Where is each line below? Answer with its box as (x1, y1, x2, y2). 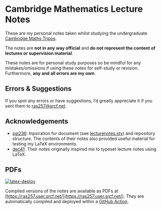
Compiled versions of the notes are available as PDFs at (5, 188, 119, 194)
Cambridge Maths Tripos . (5, 35, 57, 41)
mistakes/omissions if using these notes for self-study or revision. (5, 65, 139, 71)
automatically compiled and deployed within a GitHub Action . (5, 199, 129, 205)
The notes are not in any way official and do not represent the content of (5, 45, 156, 51)
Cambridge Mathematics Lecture (5, 3, 143, 15)
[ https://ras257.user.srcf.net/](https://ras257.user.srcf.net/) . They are (5, 193, 144, 199)
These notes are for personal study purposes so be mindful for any (5, 60, 141, 66)
